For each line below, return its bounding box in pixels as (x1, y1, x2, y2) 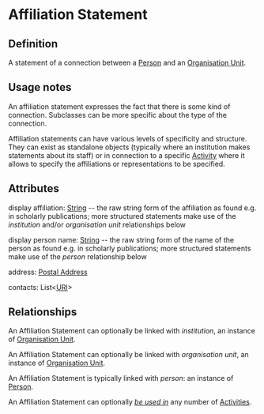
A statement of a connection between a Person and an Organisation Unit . (8, 58, 247, 67)
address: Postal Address (8, 267, 89, 277)
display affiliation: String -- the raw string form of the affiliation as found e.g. (8, 203, 257, 213)
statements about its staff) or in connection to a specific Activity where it (8, 150, 245, 160)
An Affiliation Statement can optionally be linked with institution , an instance (8, 326, 255, 336)
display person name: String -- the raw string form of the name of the (8, 235, 235, 244)
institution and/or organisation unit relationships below (8, 220, 187, 229)
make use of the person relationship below (8, 251, 148, 262)
